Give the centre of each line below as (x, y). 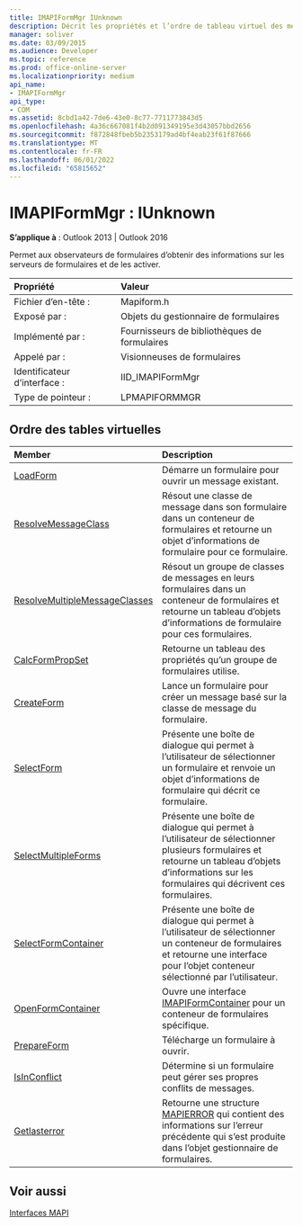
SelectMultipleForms (58, 855)
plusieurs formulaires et (212, 850)
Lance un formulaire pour (215, 686)
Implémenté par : (49, 336)
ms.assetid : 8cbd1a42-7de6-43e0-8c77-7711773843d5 (106, 118)
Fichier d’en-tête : (52, 302)
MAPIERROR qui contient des (223, 1114)
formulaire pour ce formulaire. (225, 552)
